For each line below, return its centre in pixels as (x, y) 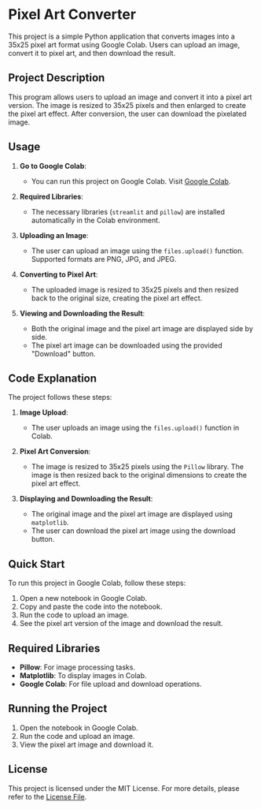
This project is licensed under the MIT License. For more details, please (124, 788)
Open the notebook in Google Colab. (79, 728)
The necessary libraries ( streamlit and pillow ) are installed (128, 211)
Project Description (57, 78)
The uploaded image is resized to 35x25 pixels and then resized (135, 289)
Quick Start (37, 564)
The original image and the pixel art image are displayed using (132, 514)
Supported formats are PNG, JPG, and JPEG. (104, 259)
